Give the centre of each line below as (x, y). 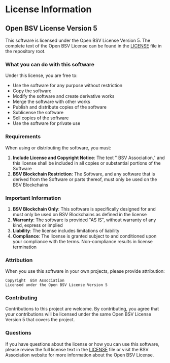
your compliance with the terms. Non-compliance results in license (83, 241)
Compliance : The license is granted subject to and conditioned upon (84, 236)
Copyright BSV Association (35, 281)
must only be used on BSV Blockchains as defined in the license (80, 214)
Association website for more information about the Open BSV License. (80, 355)
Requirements (23, 137)
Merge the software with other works (51, 102)
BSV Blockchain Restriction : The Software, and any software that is (84, 174)
